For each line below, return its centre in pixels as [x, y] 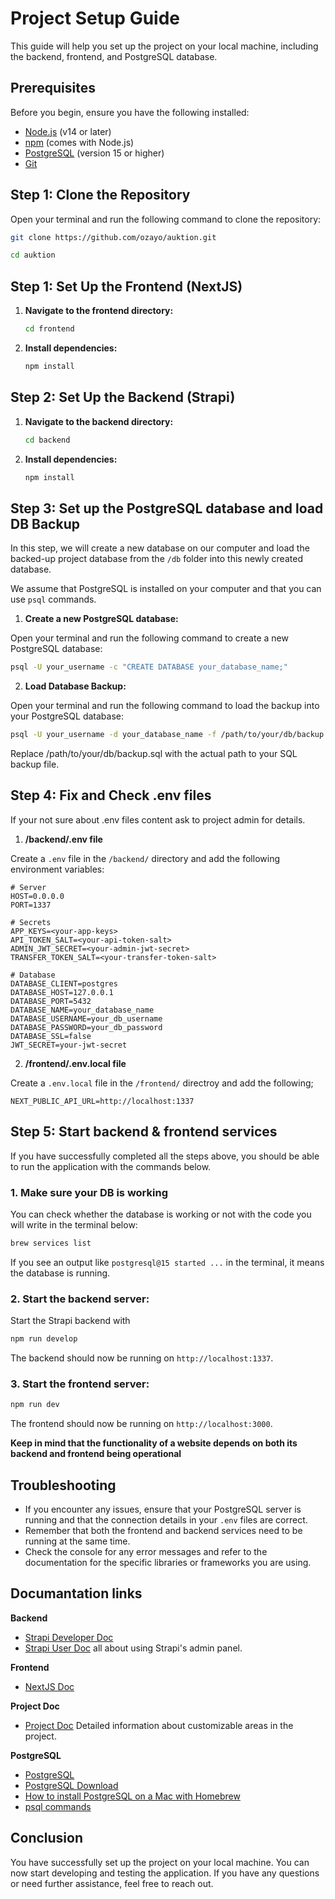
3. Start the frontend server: [80, 1384]
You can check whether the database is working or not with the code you [161, 1214]
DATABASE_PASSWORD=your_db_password [86, 1027]
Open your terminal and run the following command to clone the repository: [166, 219]
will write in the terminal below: [74, 1224]
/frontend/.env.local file [75, 1063]
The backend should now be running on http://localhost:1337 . [142, 1358]
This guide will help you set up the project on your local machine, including [164, 46]
